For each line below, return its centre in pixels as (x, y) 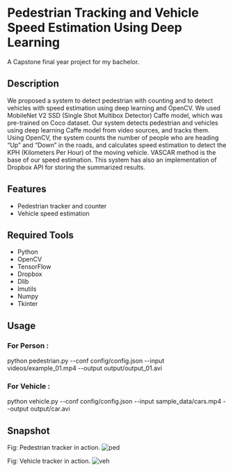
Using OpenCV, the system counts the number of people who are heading (113, 137)
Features (27, 189)
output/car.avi (50, 409)
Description (33, 84)
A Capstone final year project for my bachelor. (73, 61)
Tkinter (27, 304)
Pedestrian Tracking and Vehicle (103, 13)
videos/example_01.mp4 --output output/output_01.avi (85, 368)
